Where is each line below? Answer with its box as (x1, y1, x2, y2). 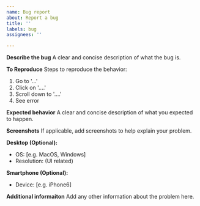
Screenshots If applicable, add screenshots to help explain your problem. (6, 127, 192, 134)
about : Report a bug (6, 15, 59, 21)
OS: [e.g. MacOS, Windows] (15, 151, 86, 158)
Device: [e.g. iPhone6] (15, 181, 72, 188)
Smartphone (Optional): (6, 169, 69, 177)
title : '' (6, 20, 32, 26)
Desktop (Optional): (6, 139, 58, 147)
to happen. (6, 116, 34, 123)
